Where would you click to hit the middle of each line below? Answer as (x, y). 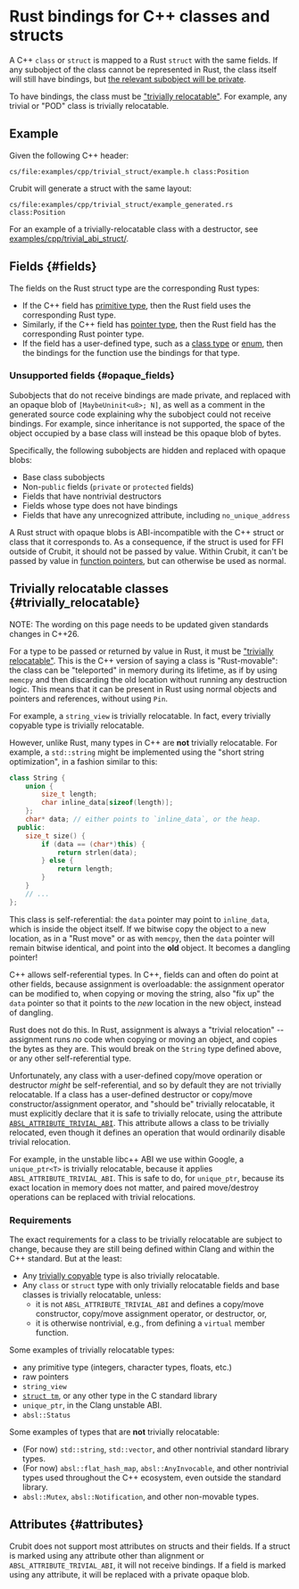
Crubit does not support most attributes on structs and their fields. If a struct (150, 1546)
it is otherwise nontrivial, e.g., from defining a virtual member (150, 1323)
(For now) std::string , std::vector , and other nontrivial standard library (155, 1449)
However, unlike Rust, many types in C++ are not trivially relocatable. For (144, 742)
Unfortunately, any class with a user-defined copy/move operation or (136, 1075)
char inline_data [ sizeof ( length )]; (108, 803)
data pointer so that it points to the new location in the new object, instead (145, 1003)
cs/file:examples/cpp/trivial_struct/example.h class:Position (129, 171)
